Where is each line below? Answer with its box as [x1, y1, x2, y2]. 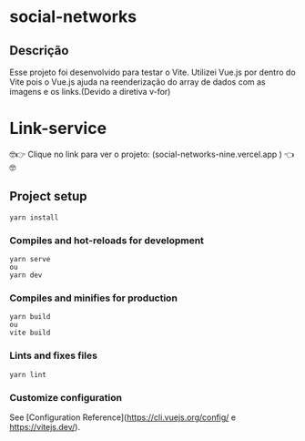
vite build [9, 328, 51, 338]
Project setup [9, 189, 88, 204]
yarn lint [9, 370, 47, 379]
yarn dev [9, 271, 43, 280]
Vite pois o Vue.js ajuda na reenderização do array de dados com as [9, 77, 266, 87]
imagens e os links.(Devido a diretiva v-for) [9, 87, 171, 97]
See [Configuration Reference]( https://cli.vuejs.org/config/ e [9, 412, 237, 423]
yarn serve [9, 255, 51, 264]
